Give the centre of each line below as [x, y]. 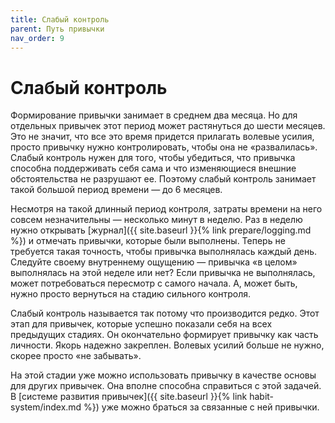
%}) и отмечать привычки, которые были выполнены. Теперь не [148, 241]
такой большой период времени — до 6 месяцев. [116, 190]
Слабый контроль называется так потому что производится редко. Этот [165, 313]
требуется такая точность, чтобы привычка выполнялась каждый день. [164, 252]
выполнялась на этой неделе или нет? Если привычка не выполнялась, [163, 273]
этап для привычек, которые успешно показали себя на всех [141, 324]
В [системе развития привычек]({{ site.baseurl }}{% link [129, 397]
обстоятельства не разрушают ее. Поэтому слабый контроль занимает [163, 179]
